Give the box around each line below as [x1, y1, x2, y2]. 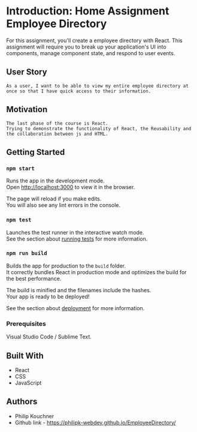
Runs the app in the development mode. [6, 177, 105, 184]
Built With [6, 350, 44, 361]
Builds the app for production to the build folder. [6, 262, 126, 269]
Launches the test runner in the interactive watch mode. [6, 229, 145, 236]
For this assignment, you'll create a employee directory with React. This [6, 37, 183, 44]
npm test [6, 217, 32, 223]
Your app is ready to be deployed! [6, 293, 90, 300]
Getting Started [6, 147, 65, 157]
